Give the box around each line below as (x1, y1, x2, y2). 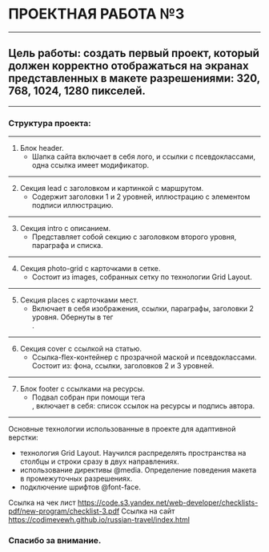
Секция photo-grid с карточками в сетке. (19, 264, 161, 274)
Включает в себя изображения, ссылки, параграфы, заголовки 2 (31, 304, 254, 314)
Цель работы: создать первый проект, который (8, 47, 260, 60)
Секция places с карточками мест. (19, 295, 139, 305)
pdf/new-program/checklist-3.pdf (8, 506, 120, 516)
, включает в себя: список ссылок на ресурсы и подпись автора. (31, 401, 255, 411)
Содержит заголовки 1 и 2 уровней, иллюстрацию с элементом (31, 192, 251, 201)
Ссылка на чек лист (8, 498, 76, 508)
